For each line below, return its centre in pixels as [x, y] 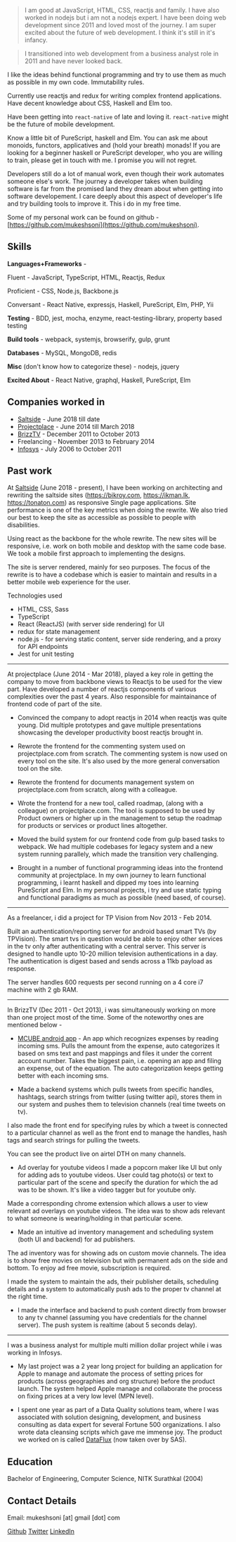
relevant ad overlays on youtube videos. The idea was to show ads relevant [116, 1211]
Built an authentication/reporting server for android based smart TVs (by [112, 931]
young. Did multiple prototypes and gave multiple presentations [109, 725]
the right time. [27, 1297]
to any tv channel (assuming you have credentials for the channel [112, 1318]
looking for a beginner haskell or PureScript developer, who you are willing [115, 153]
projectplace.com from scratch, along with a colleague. [97, 790]
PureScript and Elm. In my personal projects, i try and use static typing [119, 890]
